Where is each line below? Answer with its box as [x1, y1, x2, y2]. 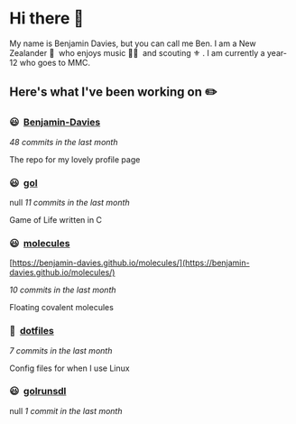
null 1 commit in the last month [9, 405, 123, 416]
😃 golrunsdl [9, 385, 67, 398]
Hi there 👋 [9, 8, 84, 29]
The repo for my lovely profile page [9, 153, 141, 165]
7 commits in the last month [9, 345, 113, 355]
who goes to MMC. [19, 57, 91, 68]
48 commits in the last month [9, 136, 118, 147]
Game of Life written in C [9, 214, 102, 225]
